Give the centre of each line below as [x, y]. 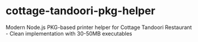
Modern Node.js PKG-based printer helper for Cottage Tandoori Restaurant [99, 27]
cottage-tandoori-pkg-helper [81, 11]
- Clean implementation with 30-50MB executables [69, 33]
